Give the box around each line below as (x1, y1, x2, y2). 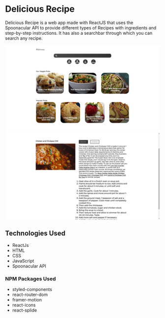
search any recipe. (5, 35, 43, 41)
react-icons (12, 302, 36, 308)
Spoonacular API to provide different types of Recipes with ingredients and (5, 24, 157, 30)
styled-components (12, 287, 53, 293)
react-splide (12, 307, 37, 313)
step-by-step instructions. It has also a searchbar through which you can (5, 30, 153, 36)
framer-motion (12, 297, 42, 303)
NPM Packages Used (5, 275, 56, 282)
